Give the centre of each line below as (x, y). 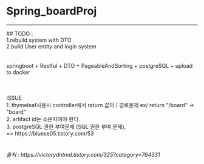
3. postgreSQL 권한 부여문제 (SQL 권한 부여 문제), (66, 126)
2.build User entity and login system (52, 46)
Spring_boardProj (52, 11)
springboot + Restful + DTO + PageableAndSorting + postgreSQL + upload (100, 65)
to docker (18, 72)
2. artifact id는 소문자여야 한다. (43, 119)
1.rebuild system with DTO (39, 40)
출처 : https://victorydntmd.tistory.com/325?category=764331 (83, 154)
